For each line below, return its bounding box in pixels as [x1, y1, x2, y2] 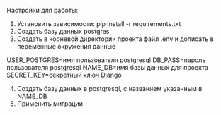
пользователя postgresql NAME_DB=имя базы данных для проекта [6, 63, 208, 71]
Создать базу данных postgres [16, 28, 110, 35]
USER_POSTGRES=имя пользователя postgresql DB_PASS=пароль [6, 56, 206, 64]
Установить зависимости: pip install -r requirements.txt [16, 20, 181, 28]
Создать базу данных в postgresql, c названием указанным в [16, 85, 203, 92]
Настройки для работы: [6, 6, 79, 14]
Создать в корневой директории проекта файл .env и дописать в [16, 35, 214, 43]
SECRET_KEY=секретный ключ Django [6, 71, 122, 79]
